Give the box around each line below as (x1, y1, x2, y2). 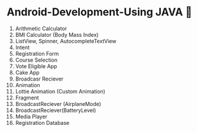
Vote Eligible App (15, 62, 57, 70)
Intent (15, 44, 30, 51)
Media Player (15, 112, 48, 120)
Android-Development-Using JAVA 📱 (7, 5, 193, 19)
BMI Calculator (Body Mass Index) (15, 31, 99, 38)
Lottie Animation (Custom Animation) (15, 88, 106, 95)
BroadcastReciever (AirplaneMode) (15, 100, 101, 107)
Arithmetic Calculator (15, 25, 67, 32)
